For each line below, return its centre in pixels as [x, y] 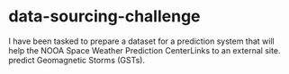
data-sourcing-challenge [104, 16]
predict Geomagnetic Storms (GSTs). [77, 60]
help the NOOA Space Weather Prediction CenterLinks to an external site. [144, 50]
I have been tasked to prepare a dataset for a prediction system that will [142, 41]
